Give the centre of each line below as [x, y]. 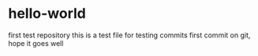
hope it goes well [36, 43]
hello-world [47, 14]
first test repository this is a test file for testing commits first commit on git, [129, 35]
